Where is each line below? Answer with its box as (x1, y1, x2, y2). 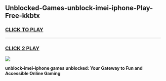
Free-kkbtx (5, 12, 41, 20)
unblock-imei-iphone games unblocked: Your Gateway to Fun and (5, 65, 143, 71)
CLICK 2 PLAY (5, 45, 40, 52)
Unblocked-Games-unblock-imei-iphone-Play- (5, 4, 153, 12)
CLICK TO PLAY (5, 27, 43, 33)
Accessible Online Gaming (5, 70, 61, 76)
